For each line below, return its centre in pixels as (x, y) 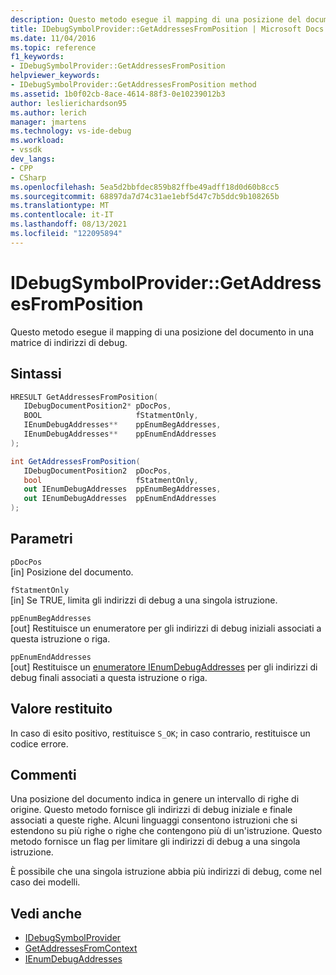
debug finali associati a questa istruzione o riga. (109, 677)
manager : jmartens (48, 122)
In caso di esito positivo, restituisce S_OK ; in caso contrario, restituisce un (160, 733)
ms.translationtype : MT (60, 206)
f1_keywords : (37, 57)
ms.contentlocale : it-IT (62, 215)
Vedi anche (46, 913)
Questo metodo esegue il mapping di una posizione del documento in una (162, 332)
